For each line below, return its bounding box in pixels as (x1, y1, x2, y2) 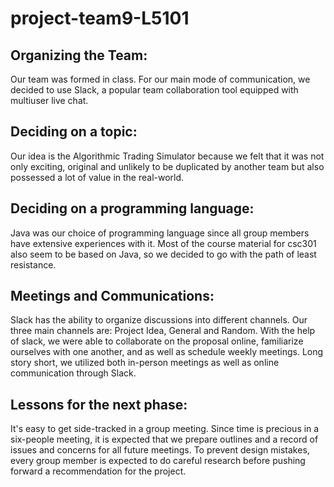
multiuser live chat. (10, 95, 89, 106)
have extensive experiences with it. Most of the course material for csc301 (10, 237, 317, 249)
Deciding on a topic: (10, 123, 138, 141)
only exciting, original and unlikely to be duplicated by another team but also (10, 160, 325, 172)
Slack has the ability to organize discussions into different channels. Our (10, 314, 308, 326)
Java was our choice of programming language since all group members (10, 227, 310, 239)
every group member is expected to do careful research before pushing (10, 455, 306, 467)
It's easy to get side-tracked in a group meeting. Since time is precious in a (10, 423, 320, 435)
